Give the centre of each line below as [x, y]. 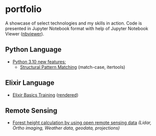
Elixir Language [30, 83]
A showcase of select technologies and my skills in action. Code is [74, 23]
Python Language [33, 49]
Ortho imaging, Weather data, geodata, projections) [66, 128]
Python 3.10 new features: [39, 62]
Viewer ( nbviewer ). [25, 34]
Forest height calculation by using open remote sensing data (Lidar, [82, 123]
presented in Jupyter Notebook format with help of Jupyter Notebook [77, 28]
